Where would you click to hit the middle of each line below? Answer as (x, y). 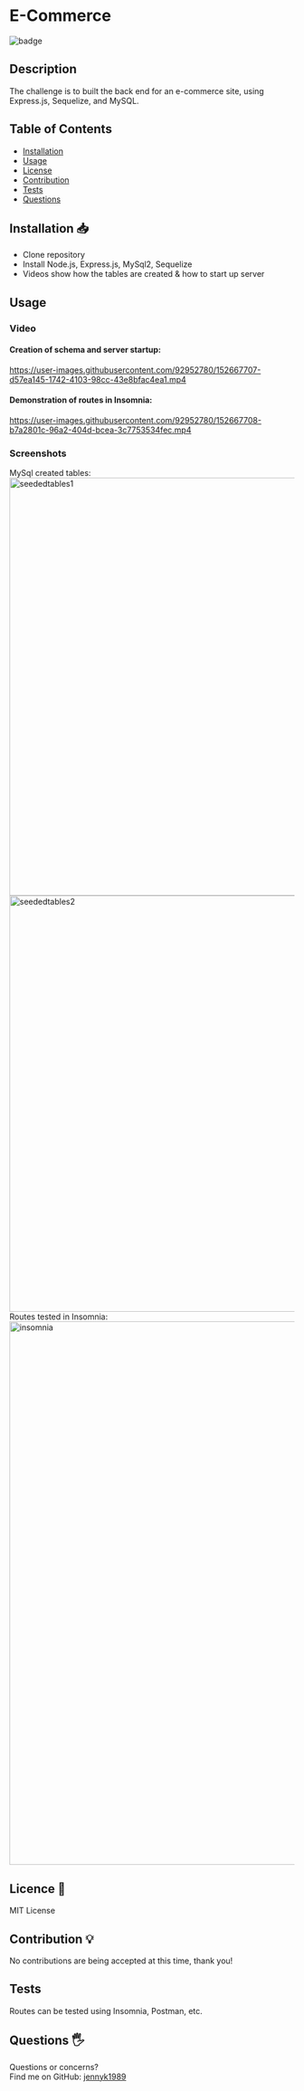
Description (43, 69)
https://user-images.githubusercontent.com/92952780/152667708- (136, 421)
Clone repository (54, 255)
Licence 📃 (38, 1889)
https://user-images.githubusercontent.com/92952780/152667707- (135, 370)
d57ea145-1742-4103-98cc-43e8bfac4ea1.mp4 (98, 379)
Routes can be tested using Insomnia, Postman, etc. (106, 2010)
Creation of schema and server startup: (85, 350)
